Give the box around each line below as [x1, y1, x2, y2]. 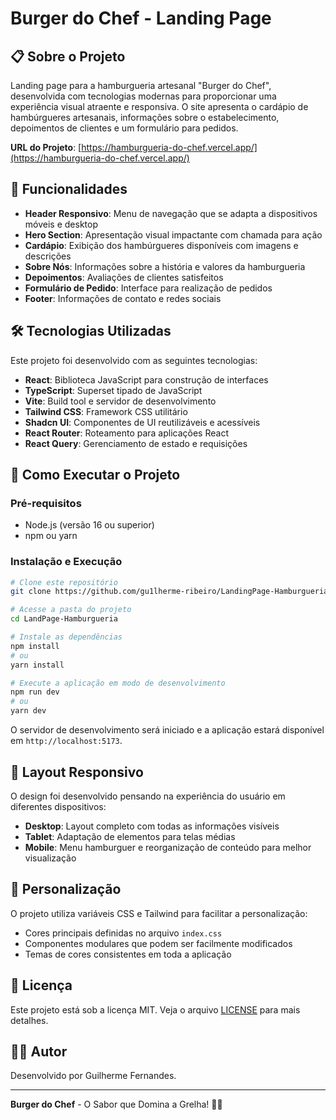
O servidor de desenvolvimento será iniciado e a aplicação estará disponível [10, 724, 325, 736]
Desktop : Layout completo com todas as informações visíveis [24, 820, 280, 832]
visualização [24, 852, 77, 864]
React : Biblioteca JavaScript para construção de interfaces [24, 373, 269, 386]
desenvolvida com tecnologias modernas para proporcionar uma [10, 90, 277, 102]
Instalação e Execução [10, 555, 123, 569]
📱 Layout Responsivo [10, 763, 144, 781]
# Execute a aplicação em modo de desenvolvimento [10, 678, 226, 688]
